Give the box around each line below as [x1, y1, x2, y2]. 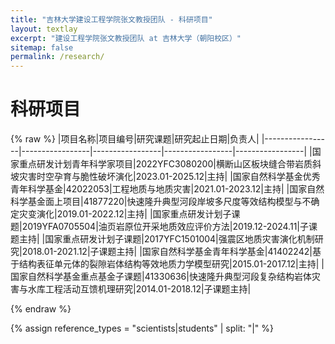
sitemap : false [10, 42, 74, 53]
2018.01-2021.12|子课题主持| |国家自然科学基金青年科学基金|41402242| [21, 246, 313, 258]
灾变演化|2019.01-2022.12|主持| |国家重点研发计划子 [18, 208, 232, 220]
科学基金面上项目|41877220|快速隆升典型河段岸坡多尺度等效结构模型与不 [10, 196, 312, 208]
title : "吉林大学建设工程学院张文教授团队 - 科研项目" [10, 14, 213, 25]
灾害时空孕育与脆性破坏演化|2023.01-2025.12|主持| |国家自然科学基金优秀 [18, 171, 321, 183]
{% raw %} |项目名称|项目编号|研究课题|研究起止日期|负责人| [10, 133, 260, 145]
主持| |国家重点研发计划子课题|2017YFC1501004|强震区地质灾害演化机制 [18, 233, 315, 245]
